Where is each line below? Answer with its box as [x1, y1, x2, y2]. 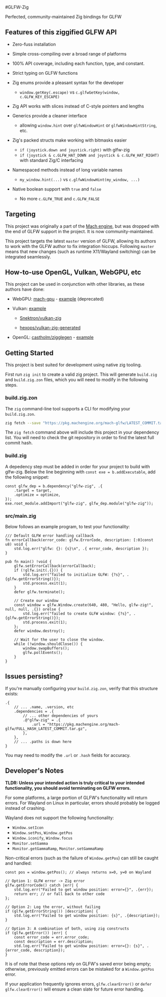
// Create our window [14, 598, 58, 603]
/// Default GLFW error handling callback [5, 533, 94, 539]
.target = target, [14, 488, 52, 493]
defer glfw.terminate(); [14, 590, 65, 595]
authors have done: [5, 287, 45, 293]
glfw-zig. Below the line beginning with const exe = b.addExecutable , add [5, 469, 156, 475]
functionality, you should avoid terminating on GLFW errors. [5, 785, 131, 791]
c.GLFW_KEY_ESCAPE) [19, 94, 60, 100]
